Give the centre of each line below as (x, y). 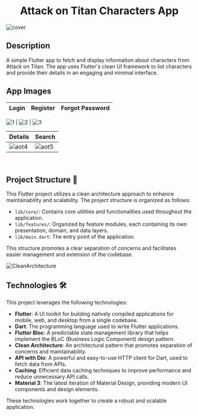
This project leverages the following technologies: (67, 303)
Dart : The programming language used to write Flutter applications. (97, 327)
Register (43, 108)
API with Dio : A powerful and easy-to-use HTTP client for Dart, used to (101, 358)
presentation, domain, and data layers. (61, 230)
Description (28, 46)
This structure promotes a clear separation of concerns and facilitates (91, 248)
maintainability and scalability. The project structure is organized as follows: (98, 200)
